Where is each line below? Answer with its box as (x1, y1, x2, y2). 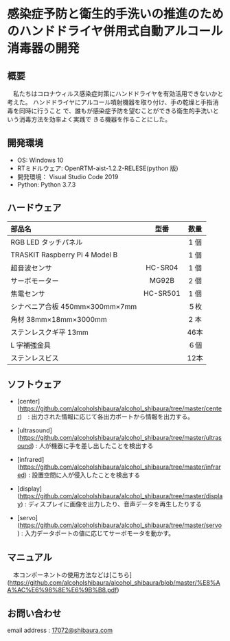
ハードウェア (7, 202, 62, 213)
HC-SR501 (143, 288, 181, 298)
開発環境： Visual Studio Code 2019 (16, 172, 119, 180)
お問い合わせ (7, 607, 62, 619)
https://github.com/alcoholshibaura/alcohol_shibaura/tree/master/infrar (19, 463, 222, 471)
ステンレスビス (10, 353, 60, 362)
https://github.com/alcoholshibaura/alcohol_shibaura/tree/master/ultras (19, 434, 222, 442)
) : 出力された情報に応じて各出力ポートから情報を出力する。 (19, 412, 194, 421)
